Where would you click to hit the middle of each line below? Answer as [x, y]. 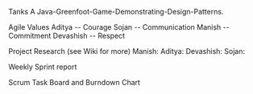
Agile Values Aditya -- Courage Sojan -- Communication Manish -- [119, 27]
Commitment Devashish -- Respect [67, 36]
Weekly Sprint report [43, 67]
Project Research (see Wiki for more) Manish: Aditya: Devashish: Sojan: [127, 51]
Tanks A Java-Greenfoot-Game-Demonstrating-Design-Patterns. [116, 12]
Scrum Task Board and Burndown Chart [75, 82]
